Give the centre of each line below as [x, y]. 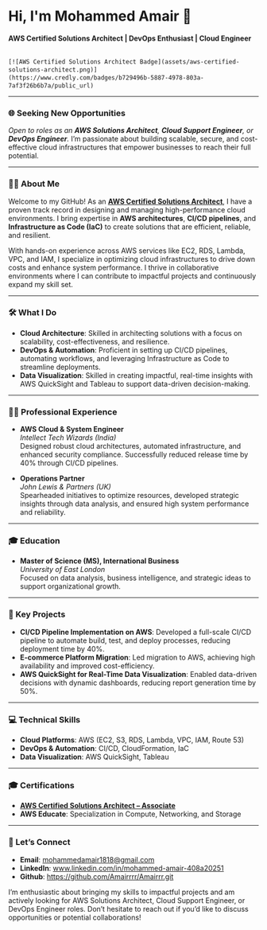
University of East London [62, 570]
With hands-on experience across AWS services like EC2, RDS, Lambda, [127, 251]
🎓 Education [34, 541]
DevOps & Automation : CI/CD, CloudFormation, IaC [104, 749]
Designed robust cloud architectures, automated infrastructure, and [130, 446]
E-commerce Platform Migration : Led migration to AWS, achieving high [137, 657]
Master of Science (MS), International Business [99, 561]
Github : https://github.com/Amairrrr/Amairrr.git [97, 876]
